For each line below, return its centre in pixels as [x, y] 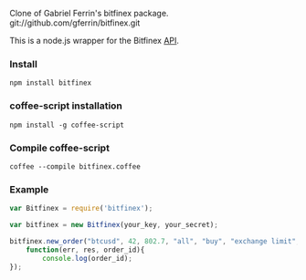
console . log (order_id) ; [87, 258]
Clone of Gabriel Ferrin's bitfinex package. [89, 13]
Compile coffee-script [59, 148]
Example [29, 189]
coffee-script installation [66, 106]
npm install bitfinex [51, 83]
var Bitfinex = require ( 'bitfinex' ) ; [81, 209]
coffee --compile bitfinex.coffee [75, 166]
